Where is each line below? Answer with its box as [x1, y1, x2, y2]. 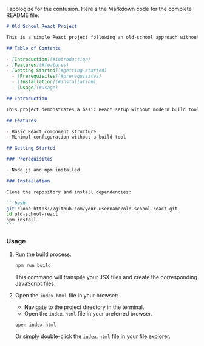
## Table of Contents [6, 45, 61, 51]
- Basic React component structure [6, 128, 97, 134]
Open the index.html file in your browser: [15, 292, 119, 299]
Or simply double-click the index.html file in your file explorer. [15, 333, 171, 340]
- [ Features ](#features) [6, 62, 69, 68]
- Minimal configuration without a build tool [6, 134, 126, 140]
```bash [6, 200, 26, 206]
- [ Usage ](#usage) [12, 85, 59, 91]
